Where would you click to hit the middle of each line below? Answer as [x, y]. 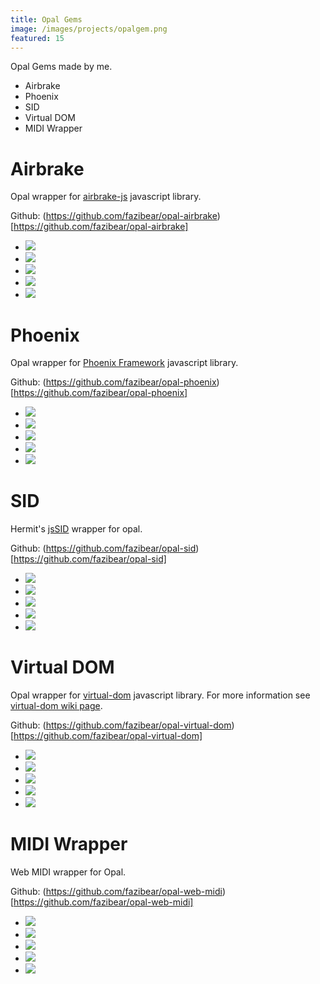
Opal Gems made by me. [61, 67]
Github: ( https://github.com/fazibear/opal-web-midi [116, 892]
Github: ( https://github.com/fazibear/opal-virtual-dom [121, 725]
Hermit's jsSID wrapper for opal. [76, 529]
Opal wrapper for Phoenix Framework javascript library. [124, 363]
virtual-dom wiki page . [56, 706]
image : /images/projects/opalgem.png [89, 29]
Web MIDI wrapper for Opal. [68, 872]
